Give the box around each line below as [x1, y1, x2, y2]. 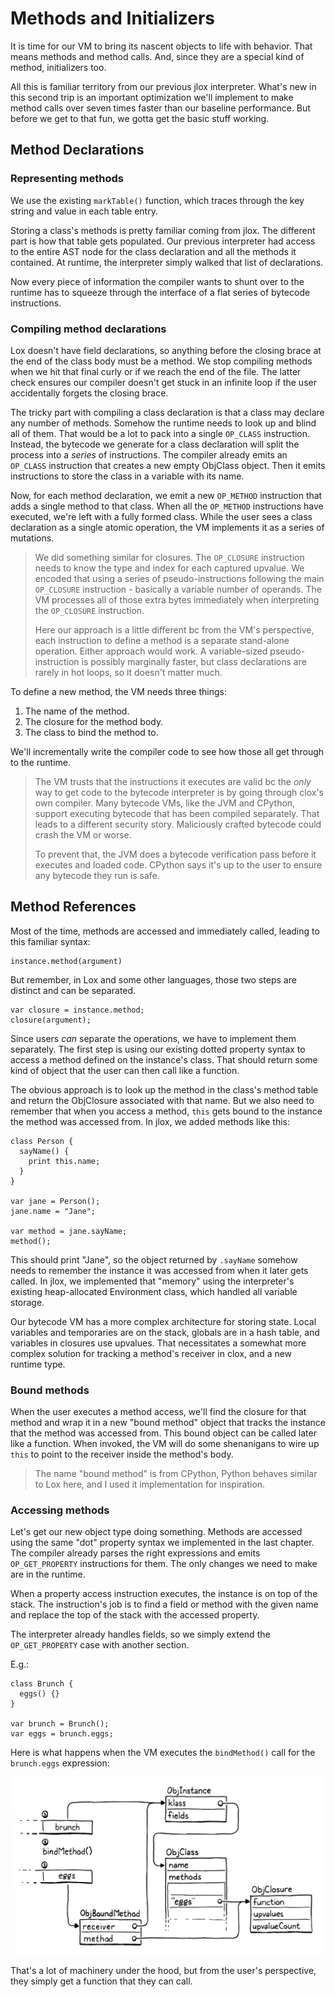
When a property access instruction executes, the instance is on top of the [10, 1588, 318, 1600]
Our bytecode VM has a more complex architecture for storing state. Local [10, 1315, 317, 1327]
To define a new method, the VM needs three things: [10, 685, 227, 697]
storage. [10, 1296, 45, 1308]
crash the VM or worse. [34, 828, 132, 841]
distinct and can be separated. [10, 984, 137, 996]
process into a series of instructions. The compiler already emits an [10, 448, 288, 461]
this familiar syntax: [10, 935, 91, 947]
